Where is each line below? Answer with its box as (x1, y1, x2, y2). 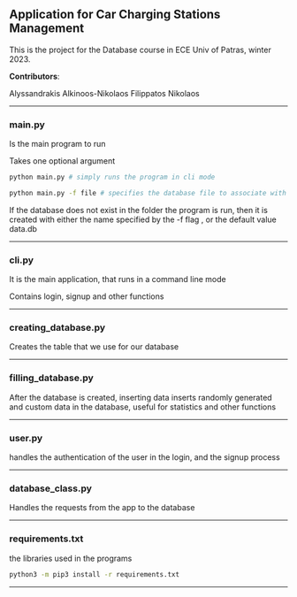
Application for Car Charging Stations (9, 7, 221, 22)
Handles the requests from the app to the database (9, 502, 195, 513)
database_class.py (9, 482, 93, 494)
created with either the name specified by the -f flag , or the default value (9, 214, 277, 225)
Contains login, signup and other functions (9, 291, 164, 302)
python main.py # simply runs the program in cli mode (9, 172, 216, 182)
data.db (9, 223, 38, 233)
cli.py (9, 254, 34, 266)
